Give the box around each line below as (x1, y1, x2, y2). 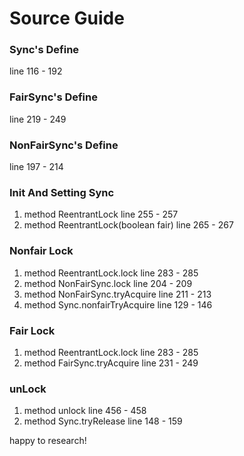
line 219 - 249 (9, 113, 67, 125)
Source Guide (9, 7, 125, 30)
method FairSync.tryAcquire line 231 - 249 (23, 357, 199, 369)
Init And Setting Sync (9, 186, 115, 199)
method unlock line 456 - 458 (23, 405, 147, 417)
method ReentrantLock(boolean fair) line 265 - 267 (23, 219, 234, 231)
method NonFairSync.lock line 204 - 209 (23, 277, 193, 289)
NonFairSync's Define (9, 138, 119, 152)
